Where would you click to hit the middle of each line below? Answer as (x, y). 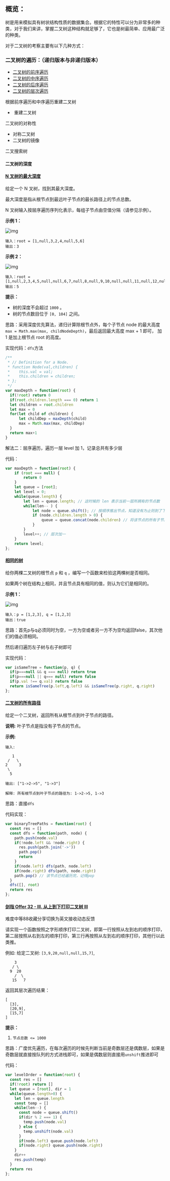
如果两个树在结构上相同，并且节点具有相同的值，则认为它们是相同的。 (78, 583)
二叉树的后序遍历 (30, 85)
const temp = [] (32, 1103)
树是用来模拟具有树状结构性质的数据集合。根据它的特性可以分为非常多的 (80, 22)
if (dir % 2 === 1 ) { (40, 1117)
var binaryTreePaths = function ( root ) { (49, 824)
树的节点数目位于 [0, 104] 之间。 (47, 313)
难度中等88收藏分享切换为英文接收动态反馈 (50, 919)
